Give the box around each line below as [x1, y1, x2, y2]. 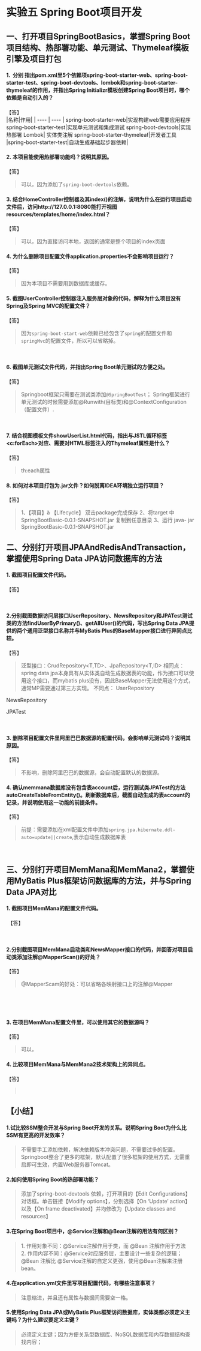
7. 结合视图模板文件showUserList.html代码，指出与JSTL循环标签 [6, 432, 167, 439]
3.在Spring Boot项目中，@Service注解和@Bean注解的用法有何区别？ [6, 1228, 179, 1235]
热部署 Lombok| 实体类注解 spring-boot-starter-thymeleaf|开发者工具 [6, 131, 177, 138]
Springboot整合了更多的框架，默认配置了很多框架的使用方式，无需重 [20, 1154, 190, 1161]
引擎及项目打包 [6, 53, 62, 64]
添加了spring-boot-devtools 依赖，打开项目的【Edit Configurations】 [20, 1190, 191, 1197]
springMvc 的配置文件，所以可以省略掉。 [20, 337, 119, 344]
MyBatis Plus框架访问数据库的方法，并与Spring [14, 876, 191, 886]
